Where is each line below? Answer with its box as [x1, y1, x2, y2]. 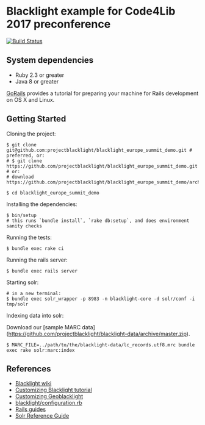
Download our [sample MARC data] [6, 323, 96, 330]
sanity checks [6, 223, 43, 229]
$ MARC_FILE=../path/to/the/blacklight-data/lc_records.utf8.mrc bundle [6, 341, 195, 348]
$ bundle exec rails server [6, 268, 78, 274]
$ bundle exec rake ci [6, 245, 64, 251]
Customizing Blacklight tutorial [15, 386, 93, 394]
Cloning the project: [6, 130, 56, 137]
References [6, 363, 51, 374]
